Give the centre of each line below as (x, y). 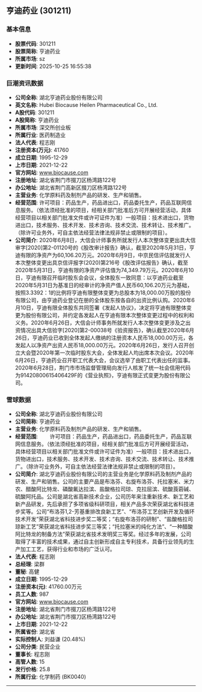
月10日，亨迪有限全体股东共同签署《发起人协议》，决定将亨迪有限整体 (101, 308)
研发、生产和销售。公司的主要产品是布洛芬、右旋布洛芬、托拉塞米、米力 (104, 482)
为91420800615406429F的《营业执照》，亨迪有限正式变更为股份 (95, 375)
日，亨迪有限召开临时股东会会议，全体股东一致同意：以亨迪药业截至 (99, 278)
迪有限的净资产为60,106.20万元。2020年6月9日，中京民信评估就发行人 (103, 255)
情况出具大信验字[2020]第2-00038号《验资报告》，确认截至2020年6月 (107, 330)
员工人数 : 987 (32, 594)
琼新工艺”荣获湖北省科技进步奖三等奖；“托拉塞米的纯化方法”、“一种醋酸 (104, 527)
